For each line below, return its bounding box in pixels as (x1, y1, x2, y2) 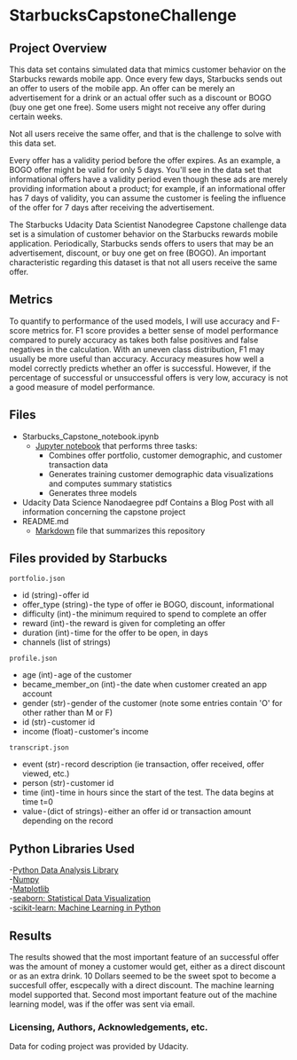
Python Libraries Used (9, 841, 136, 856)
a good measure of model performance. (9, 381, 155, 392)
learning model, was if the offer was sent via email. (9, 999, 195, 1009)
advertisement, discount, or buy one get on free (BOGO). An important (9, 247, 267, 258)
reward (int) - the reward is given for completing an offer (21, 618, 226, 629)
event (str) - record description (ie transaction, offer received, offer (21, 759, 264, 770)
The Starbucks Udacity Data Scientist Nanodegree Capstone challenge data (9, 219, 287, 230)
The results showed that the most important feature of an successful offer (9, 952, 279, 962)
